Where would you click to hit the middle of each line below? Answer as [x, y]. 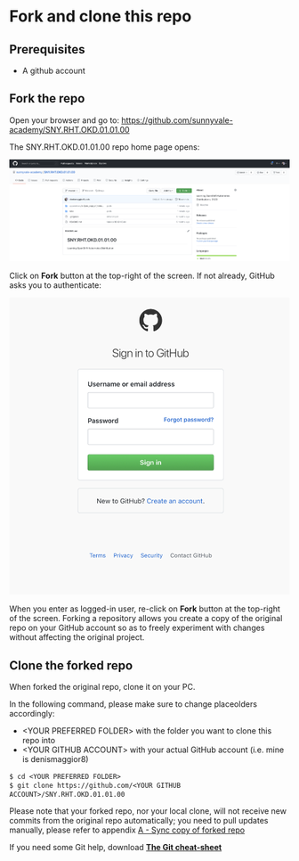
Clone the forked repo [71, 665]
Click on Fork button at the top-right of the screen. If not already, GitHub [142, 276]
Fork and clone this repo [101, 16]
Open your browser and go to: [65, 120]
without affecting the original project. [77, 637]
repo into [39, 741]
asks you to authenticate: [56, 285]
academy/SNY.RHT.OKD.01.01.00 [70, 129]
